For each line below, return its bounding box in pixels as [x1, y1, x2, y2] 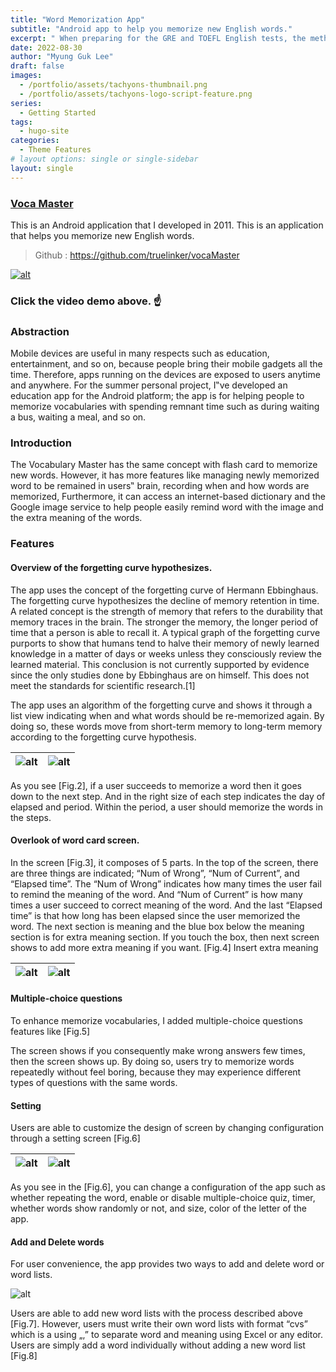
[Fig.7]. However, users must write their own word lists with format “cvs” [10, 1318, 308, 1330]
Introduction [10, 436, 72, 450]
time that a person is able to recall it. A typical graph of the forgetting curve [10, 626, 321, 638]
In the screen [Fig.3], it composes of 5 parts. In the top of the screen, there [10, 856, 319, 868]
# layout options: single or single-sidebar [10, 154, 199, 164]
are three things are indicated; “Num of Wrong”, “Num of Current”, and [10, 867, 300, 879]
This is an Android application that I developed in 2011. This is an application [10, 219, 324, 231]
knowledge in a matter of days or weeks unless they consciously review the [10, 647, 323, 660]
